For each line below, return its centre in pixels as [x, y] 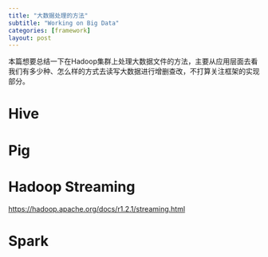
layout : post [30, 38]
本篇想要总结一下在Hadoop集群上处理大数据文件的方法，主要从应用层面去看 [133, 61]
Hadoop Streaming [72, 187]
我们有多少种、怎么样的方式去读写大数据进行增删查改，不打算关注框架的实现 [134, 72]
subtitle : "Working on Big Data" [64, 23]
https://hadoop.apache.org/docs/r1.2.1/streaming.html [97, 208]
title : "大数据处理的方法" [48, 16]
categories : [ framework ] [49, 30]
